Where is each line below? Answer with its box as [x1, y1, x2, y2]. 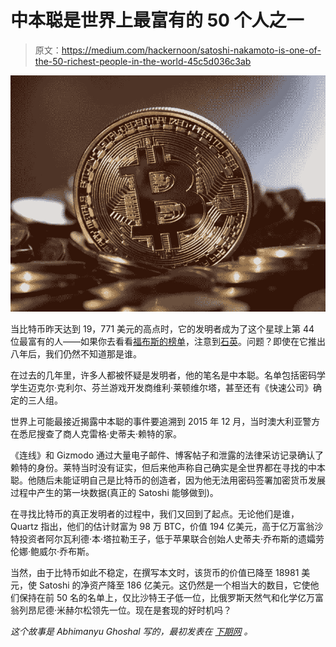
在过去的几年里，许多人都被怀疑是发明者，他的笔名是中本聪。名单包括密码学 [10, 369, 326, 381]
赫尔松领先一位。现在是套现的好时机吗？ [65, 604, 233, 616]
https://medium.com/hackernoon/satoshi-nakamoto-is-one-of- [61, 44, 322, 56]
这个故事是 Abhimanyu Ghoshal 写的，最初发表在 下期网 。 [10, 625, 253, 637]
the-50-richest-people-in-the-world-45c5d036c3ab [34, 55, 252, 67]
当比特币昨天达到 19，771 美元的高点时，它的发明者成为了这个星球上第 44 [10, 322, 315, 335]
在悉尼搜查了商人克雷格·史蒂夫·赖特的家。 [10, 427, 183, 440]
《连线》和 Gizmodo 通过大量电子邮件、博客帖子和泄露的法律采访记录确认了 [10, 449, 325, 461]
